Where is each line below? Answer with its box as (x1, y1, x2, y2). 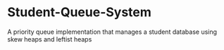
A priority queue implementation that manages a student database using (7, 27, 217, 36)
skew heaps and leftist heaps (7, 35, 92, 43)
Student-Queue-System (7, 4, 151, 20)
